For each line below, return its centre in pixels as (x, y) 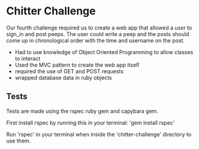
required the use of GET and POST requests (69, 71)
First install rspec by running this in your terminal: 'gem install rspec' (91, 123)
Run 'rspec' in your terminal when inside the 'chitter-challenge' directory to (99, 134)
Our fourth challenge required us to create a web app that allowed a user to (99, 28)
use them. (19, 141)
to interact (28, 58)
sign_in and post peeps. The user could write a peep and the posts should (98, 34)
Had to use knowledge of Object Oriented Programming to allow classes (104, 52)
